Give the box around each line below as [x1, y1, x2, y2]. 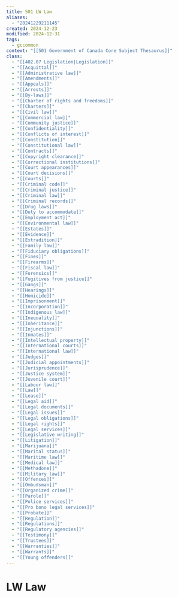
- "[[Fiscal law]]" [11, 265, 61, 271]
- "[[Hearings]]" [11, 287, 55, 293]
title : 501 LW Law [6, 8, 52, 15]
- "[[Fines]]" [11, 254, 47, 260]
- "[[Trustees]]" [11, 538, 55, 544]
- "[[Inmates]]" [11, 332, 52, 338]
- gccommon [11, 43, 39, 49]
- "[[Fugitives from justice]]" [11, 276, 93, 282]
